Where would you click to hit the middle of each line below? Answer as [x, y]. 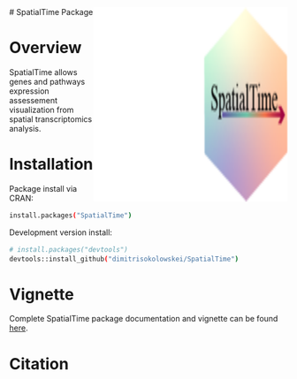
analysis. [25, 128]
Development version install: [61, 232]
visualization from [42, 110]
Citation [39, 364]
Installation [51, 164]
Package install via [43, 188]
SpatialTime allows [43, 72]
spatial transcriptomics [51, 119]
